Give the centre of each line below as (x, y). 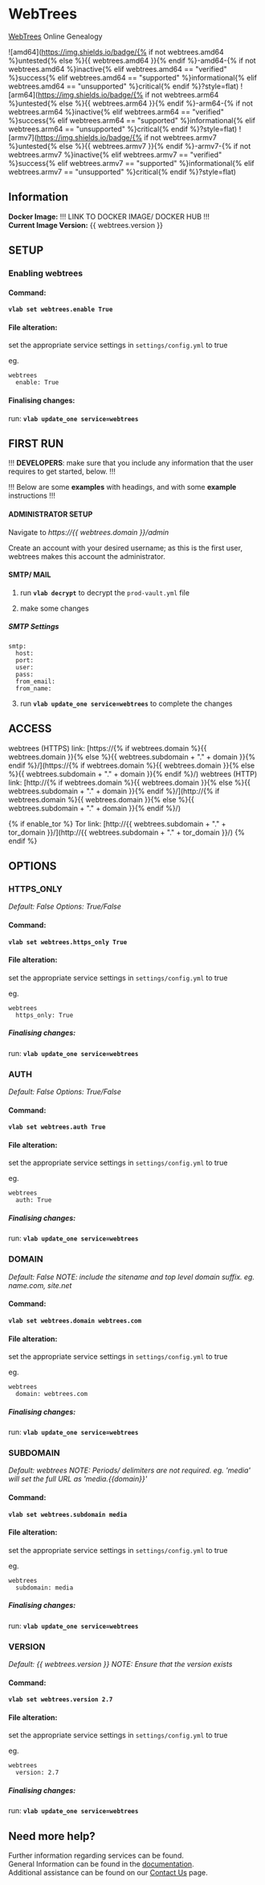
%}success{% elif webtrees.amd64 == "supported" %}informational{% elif (132, 77)
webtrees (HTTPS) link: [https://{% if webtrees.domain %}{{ (108, 748)
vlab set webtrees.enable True (61, 310)
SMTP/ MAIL (30, 575)
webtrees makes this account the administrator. (87, 556)
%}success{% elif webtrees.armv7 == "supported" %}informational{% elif (131, 163)
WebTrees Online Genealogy (55, 36)
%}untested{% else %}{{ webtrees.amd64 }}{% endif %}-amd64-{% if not (132, 60)
